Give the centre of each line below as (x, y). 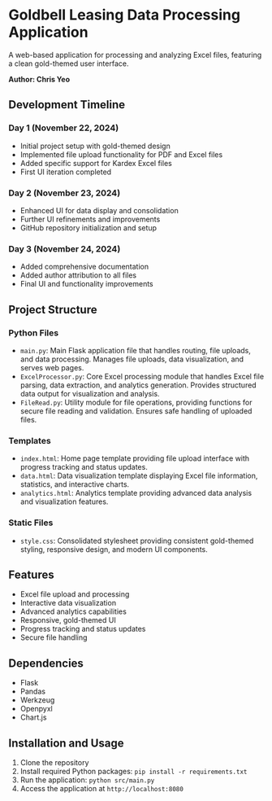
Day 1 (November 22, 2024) (64, 128)
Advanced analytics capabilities (73, 611)
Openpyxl (36, 709)
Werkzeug (37, 700)
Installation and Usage (66, 743)
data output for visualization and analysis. (90, 393)
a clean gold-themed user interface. (69, 63)
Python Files (34, 333)
